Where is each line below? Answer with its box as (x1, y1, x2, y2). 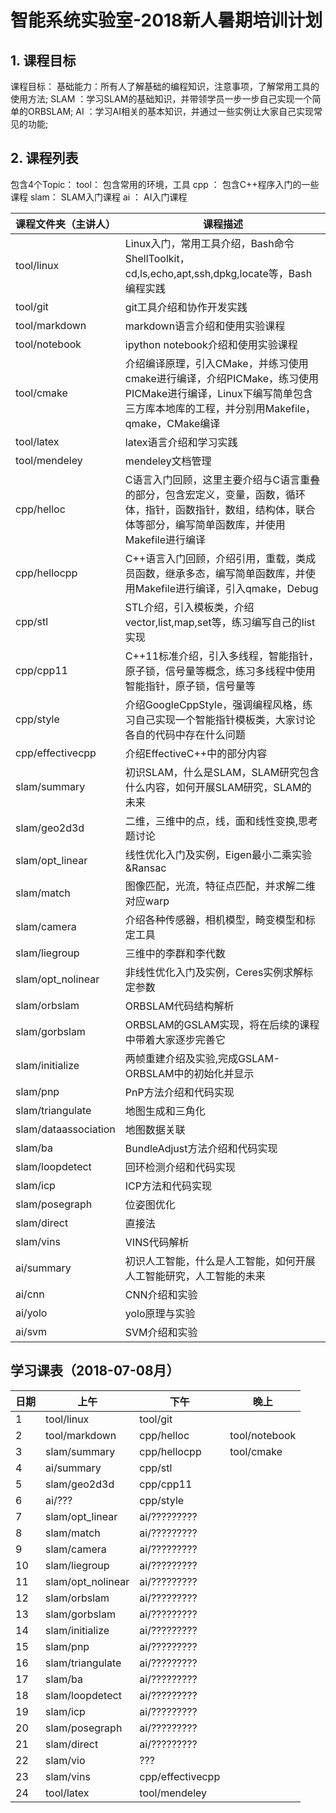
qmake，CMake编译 (124, 416, 221, 430)
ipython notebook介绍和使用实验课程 (124, 337, 298, 351)
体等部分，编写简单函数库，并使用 (124, 517, 286, 531)
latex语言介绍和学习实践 (124, 435, 238, 449)
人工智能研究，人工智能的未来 (124, 1269, 266, 1283)
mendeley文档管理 (124, 454, 212, 468)
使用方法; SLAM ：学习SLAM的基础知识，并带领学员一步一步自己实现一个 (10, 93, 313, 105)
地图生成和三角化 (124, 1104, 206, 1118)
